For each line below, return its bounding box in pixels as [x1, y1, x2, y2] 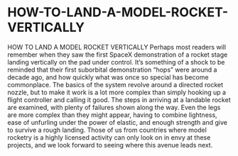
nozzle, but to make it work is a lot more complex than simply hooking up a [7, 88, 226, 96]
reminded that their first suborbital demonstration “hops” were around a [7, 65, 217, 74]
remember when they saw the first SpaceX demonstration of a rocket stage [7, 50, 228, 59]
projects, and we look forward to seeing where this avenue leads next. [7, 140, 213, 149]
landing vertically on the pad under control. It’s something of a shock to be [7, 57, 225, 66]
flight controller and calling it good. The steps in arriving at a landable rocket [7, 95, 231, 104]
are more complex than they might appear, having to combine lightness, [7, 111, 218, 119]
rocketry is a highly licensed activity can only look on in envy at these [7, 133, 211, 142]
